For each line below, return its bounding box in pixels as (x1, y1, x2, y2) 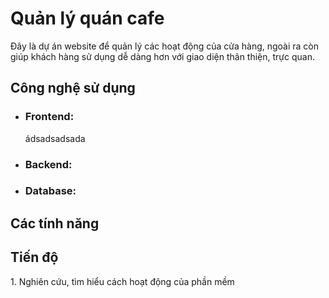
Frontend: (24, 110, 75, 124)
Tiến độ (10, 249, 59, 266)
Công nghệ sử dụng (10, 80, 136, 97)
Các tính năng (10, 215, 100, 232)
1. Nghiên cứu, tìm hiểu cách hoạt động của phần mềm (10, 275, 235, 287)
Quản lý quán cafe (10, 7, 165, 30)
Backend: (24, 157, 73, 171)
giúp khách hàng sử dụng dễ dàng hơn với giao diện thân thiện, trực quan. (10, 50, 315, 62)
